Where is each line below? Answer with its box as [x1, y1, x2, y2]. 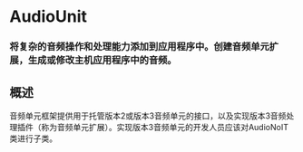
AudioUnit [9, 6, 88, 27]
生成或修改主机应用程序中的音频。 [27, 54, 177, 67]
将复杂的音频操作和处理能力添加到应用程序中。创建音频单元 [9, 41, 270, 53]
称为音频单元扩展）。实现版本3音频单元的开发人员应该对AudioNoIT [40, 121, 288, 132]
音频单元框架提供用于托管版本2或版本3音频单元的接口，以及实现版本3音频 [9, 110, 287, 121]
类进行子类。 [9, 133, 57, 144]
